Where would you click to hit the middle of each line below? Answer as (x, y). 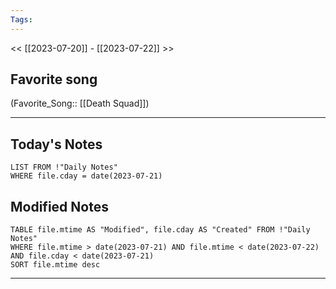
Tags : (21, 19)
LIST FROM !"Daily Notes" (64, 167)
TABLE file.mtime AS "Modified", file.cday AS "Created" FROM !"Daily (160, 230)
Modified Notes (59, 206)
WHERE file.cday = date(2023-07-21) (86, 176)
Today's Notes (56, 144)
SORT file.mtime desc (55, 265)
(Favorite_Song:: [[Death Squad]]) (80, 103)
